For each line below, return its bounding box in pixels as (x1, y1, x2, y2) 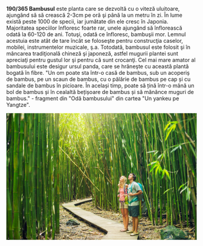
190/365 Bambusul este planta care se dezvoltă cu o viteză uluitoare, (6, 5, 180, 12)
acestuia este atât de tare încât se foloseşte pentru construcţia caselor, (6, 37, 183, 44)
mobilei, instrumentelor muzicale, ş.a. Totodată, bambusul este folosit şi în (6, 43, 190, 51)
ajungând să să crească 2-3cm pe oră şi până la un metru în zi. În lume (6, 11, 183, 19)
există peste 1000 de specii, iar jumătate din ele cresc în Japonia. (6, 18, 169, 25)
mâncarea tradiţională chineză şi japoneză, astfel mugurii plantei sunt (6, 50, 178, 57)
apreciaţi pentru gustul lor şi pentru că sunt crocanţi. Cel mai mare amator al (6, 57, 196, 63)
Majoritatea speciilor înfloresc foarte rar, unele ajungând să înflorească (6, 24, 182, 31)
